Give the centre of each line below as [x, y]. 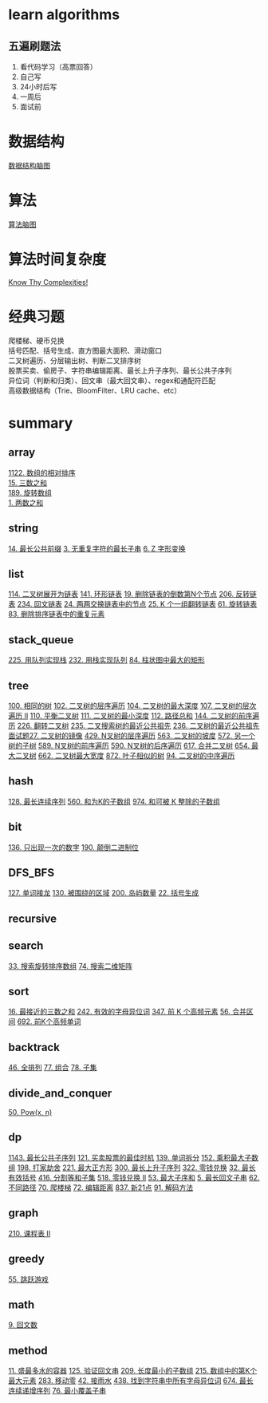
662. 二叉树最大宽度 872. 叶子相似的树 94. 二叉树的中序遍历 [136, 755]
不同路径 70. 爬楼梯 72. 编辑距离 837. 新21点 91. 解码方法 [101, 1188]
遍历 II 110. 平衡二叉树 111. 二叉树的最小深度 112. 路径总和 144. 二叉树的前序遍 [134, 715]
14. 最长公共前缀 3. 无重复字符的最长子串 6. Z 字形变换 [97, 548]
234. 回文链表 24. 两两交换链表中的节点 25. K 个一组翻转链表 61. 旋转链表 [137, 604]
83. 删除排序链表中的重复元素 [57, 614]
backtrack [34, 1047]
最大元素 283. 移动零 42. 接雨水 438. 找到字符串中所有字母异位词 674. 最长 [131, 1381]
